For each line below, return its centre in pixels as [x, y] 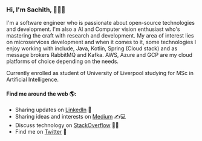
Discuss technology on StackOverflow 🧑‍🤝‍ [67, 125]
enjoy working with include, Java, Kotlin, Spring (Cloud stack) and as [92, 48]
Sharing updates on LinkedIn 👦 [53, 110]
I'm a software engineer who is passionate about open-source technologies [101, 23]
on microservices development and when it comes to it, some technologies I [101, 42]
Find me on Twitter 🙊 [41, 131]
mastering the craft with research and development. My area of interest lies [100, 36]
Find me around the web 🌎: [41, 94]
